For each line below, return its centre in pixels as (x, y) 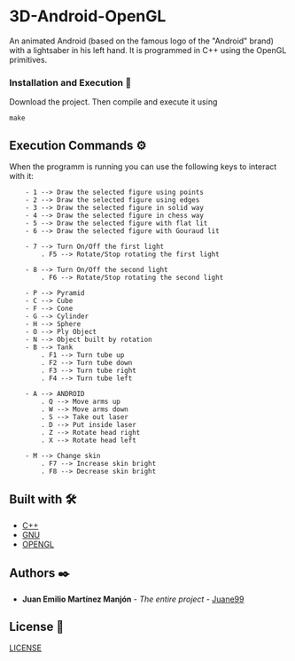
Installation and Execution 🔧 (70, 82)
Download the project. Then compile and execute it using (113, 102)
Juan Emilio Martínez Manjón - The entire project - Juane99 (133, 599)
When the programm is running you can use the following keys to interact (143, 167)
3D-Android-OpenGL (88, 16)
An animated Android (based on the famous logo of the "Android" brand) (142, 41)
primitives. (28, 59)
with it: (21, 176)
